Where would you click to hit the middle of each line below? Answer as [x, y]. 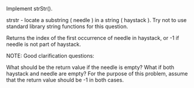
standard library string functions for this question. [67, 26]
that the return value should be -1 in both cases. [65, 80]
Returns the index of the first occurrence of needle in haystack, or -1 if [93, 38]
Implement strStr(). [29, 9]
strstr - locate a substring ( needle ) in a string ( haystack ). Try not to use [96, 20]
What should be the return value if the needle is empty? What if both [90, 67]
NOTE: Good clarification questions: [50, 56]
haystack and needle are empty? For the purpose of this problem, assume [97, 73]
